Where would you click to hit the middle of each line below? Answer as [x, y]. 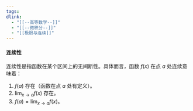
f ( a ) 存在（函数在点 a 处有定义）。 [55, 86]
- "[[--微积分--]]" [34, 28]
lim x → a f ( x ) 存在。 [37, 94]
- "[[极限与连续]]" [33, 33]
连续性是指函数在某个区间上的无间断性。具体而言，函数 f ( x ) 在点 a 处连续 [94, 66]
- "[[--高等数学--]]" [36, 22]
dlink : [14, 17]
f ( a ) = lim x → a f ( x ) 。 [39, 102]
